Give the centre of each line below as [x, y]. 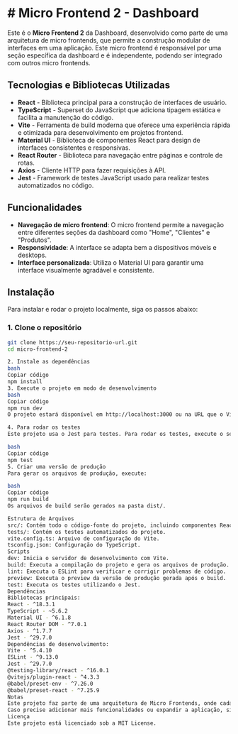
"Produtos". [34, 240]
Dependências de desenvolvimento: [58, 644]
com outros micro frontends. [49, 62]
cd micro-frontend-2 [38, 349]
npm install [25, 382]
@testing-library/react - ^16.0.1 [58, 671]
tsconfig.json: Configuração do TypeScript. [74, 545]
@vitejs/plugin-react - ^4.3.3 [53, 677]
